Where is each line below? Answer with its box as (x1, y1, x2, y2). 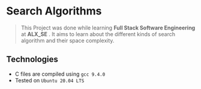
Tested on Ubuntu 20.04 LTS (14, 76, 85, 84)
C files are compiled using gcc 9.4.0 (14, 70, 106, 78)
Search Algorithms (6, 4, 102, 18)
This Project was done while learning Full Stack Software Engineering (20, 24, 196, 31)
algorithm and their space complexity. (20, 37, 115, 44)
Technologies (6, 54, 59, 64)
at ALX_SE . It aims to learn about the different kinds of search (20, 30, 176, 37)
